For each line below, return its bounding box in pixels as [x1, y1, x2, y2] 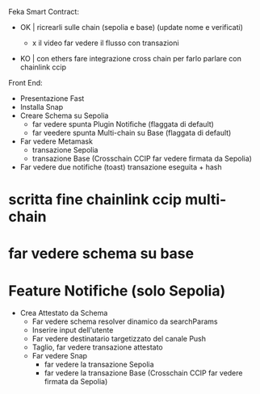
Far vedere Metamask [19, 136, 93, 146]
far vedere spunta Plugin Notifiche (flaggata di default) [31, 119, 214, 128]
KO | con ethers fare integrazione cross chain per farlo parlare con [19, 54, 242, 63]
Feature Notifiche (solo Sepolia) [8, 282, 226, 300]
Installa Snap [19, 103, 63, 111]
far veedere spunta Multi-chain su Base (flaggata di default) [31, 128, 232, 137]
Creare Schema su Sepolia [19, 111, 109, 120]
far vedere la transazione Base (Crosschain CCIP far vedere [44, 368, 243, 378]
